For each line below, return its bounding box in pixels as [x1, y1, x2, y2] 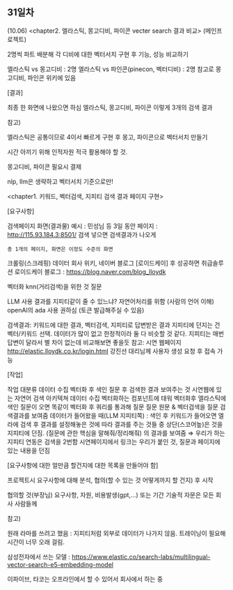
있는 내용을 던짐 [7, 446, 51, 455]
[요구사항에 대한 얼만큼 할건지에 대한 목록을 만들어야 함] [7, 461, 159, 469]
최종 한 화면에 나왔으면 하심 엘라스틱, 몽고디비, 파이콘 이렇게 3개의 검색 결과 [7, 103, 214, 112]
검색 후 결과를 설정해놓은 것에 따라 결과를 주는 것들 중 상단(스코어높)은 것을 [19, 420, 223, 428]
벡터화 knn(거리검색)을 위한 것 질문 [7, 282, 102, 291]
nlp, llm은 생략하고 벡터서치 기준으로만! [7, 177, 113, 186]
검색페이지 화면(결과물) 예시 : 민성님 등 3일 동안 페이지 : [7, 222, 158, 230]
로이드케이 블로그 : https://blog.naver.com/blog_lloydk [14, 267, 166, 275]
